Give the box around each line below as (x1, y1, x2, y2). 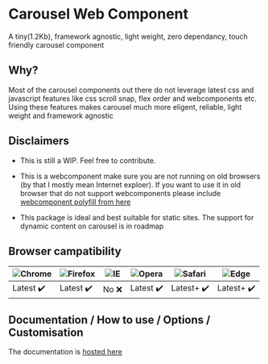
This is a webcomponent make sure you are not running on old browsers (19, 171, 261, 181)
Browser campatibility (8, 244, 122, 258)
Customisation (8, 325, 84, 339)
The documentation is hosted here (8, 347, 122, 357)
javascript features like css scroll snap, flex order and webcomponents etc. (8, 94, 258, 103)
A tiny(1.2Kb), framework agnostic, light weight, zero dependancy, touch (8, 31, 248, 41)
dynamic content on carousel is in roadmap (19, 221, 164, 231)
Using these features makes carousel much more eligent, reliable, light (8, 102, 242, 111)
